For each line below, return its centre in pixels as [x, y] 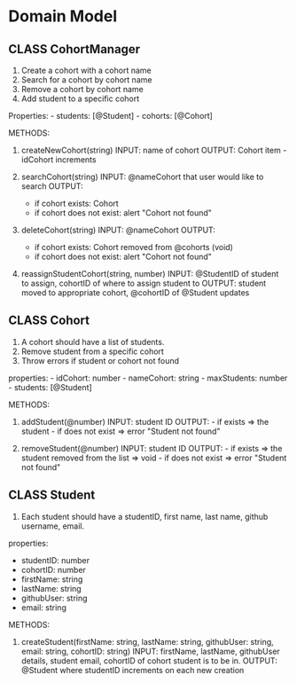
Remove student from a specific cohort [93, 351]
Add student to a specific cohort [80, 98]
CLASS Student [52, 495]
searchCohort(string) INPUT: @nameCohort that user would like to [142, 177]
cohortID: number [53, 569]
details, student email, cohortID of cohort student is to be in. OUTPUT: [149, 660]
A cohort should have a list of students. [93, 341]
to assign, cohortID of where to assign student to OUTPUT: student [144, 283]
